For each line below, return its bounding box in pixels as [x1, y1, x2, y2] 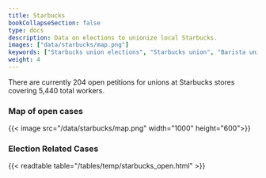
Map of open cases [8, 105, 83, 116]
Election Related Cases [8, 143, 99, 154]
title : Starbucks [8, 11, 66, 20]
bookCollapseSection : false [8, 19, 101, 27]
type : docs [8, 26, 44, 34]
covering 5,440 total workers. [8, 85, 105, 95]
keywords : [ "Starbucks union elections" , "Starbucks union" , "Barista [8, 48, 246, 56]
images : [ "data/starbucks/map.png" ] [8, 41, 129, 49]
